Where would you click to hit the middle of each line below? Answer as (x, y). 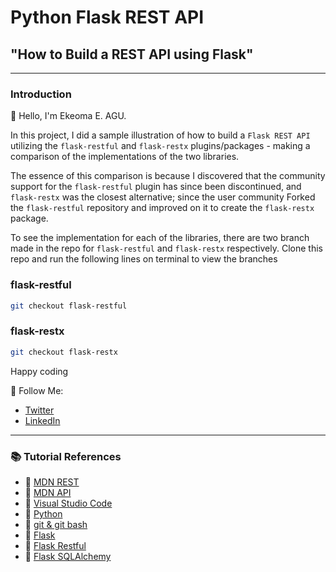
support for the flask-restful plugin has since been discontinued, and (156, 187)
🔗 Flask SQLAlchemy (68, 556)
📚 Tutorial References (66, 456)
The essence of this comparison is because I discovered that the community (168, 176)
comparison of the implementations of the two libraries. (125, 157)
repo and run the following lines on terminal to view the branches (144, 259)
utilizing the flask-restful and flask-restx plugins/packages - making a (160, 146)
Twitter (39, 410)
